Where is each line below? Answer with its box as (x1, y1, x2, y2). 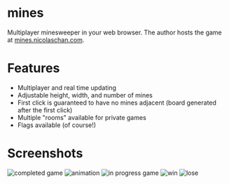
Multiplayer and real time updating (17, 83, 117, 92)
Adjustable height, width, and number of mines (17, 91, 153, 99)
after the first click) (17, 105, 73, 114)
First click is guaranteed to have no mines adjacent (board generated (17, 98, 217, 107)
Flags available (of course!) (17, 121, 97, 129)
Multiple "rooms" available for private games (17, 113, 147, 121)
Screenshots (7, 145, 83, 162)
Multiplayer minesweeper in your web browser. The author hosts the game (7, 28, 222, 37)
